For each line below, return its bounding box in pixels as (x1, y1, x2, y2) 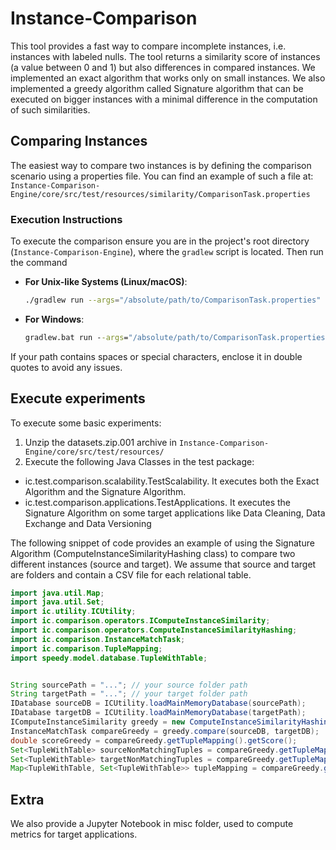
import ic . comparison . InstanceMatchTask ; (10, 634, 186, 644)
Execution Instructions (10, 212, 123, 226)
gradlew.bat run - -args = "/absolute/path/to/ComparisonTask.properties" (24, 332, 330, 342)
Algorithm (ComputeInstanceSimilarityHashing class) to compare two (10, 547, 296, 559)
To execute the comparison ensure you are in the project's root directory (10, 235, 310, 247)
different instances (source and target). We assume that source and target (10, 558, 317, 570)
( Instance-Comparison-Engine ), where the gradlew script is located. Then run (10, 246, 324, 258)
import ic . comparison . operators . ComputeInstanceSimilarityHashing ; (10, 625, 298, 636)
